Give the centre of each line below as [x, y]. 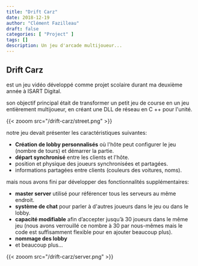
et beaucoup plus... [39, 245]
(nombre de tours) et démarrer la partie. [64, 151]
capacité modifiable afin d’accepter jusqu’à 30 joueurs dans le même [101, 219]
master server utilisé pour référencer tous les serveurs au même [95, 193]
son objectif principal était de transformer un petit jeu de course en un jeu [98, 103]
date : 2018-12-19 [28, 18]
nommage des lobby [41, 238]
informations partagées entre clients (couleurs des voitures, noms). [98, 170]
